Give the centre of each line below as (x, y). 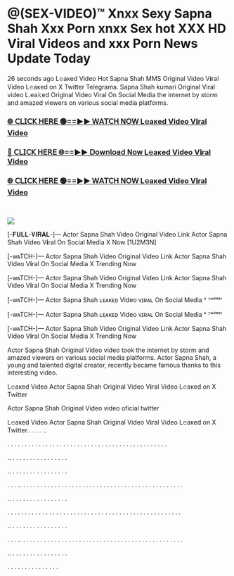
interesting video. (33, 372)
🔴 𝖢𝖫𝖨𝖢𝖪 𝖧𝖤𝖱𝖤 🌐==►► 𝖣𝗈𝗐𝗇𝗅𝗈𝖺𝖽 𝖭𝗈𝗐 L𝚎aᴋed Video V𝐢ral (109, 152)
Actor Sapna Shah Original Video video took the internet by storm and (108, 350)
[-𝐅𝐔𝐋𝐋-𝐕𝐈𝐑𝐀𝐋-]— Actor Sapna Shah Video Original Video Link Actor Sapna (117, 234)
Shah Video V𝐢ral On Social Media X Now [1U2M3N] (82, 242)
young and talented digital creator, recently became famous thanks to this (114, 365)
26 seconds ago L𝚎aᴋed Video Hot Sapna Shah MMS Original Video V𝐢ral (113, 78)
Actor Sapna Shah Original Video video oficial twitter (83, 408)
